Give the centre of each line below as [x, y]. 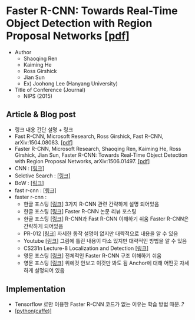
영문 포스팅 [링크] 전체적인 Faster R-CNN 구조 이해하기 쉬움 [92, 255]
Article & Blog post [41, 115]
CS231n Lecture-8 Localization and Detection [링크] [86, 248]
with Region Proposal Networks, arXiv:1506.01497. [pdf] [82, 161]
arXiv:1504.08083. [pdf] [44, 142]
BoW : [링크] [29, 183]
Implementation [36, 289]
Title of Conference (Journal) [50, 90]
